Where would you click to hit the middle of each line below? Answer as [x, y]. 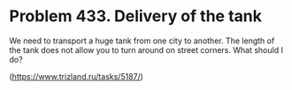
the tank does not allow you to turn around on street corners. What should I [146, 49]
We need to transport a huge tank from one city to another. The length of [142, 41]
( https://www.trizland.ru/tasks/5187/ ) [77, 76]
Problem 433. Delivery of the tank [136, 16]
